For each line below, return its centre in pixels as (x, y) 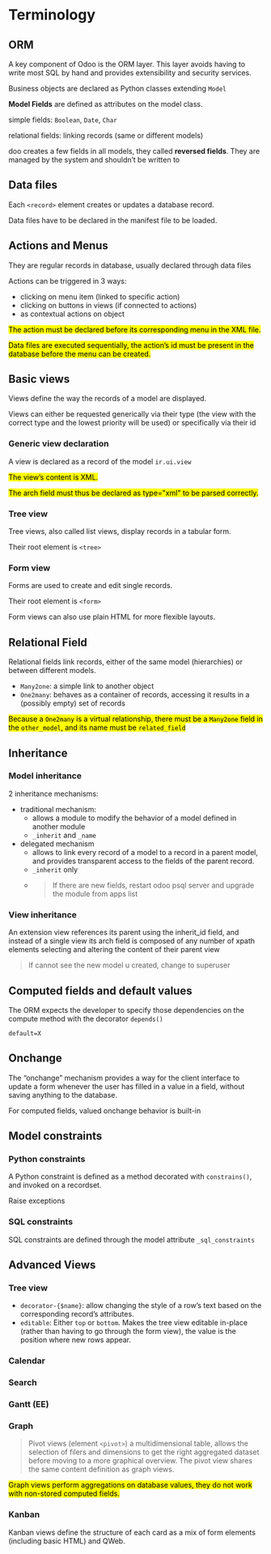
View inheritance (42, 914)
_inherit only (55, 869)
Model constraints (55, 1136)
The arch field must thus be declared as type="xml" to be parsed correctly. (133, 493)
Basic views (39, 379)
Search (23, 1383)
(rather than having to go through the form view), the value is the (128, 1332)
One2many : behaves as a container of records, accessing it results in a (135, 695)
